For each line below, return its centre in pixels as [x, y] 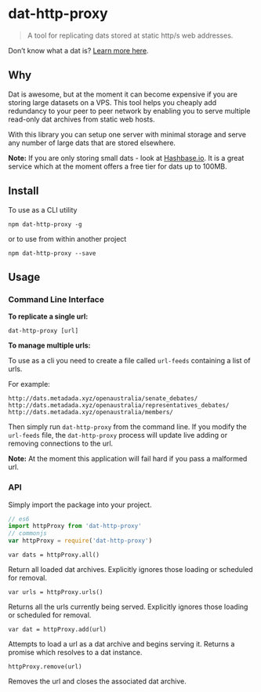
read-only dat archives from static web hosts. [82, 119]
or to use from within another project [67, 239]
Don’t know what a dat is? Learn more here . [78, 50]
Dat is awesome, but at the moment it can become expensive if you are [123, 94]
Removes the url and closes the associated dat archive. [97, 681]
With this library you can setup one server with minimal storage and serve [127, 134]
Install [24, 191]
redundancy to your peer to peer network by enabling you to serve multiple [129, 111]
